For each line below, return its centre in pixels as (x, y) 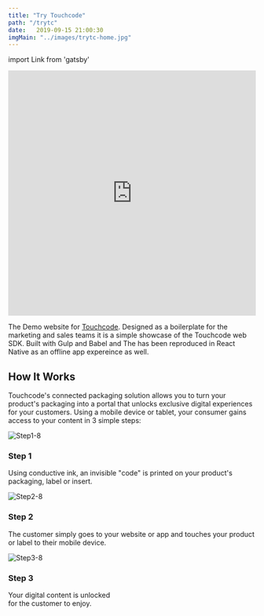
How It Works (42, 376)
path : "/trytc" (33, 23)
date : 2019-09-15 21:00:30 (56, 30)
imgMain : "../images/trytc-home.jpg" (70, 37)
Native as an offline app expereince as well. (79, 352)
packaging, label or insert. (50, 481)
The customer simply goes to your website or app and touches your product (132, 534)
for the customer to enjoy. (50, 603)
